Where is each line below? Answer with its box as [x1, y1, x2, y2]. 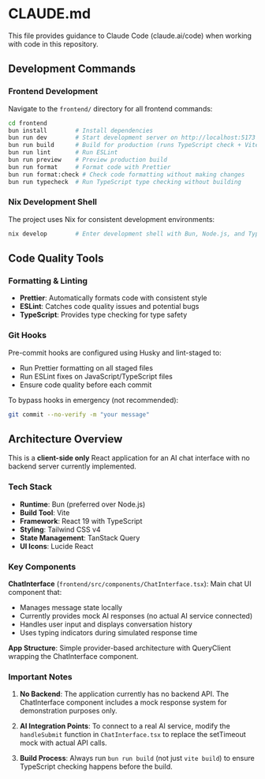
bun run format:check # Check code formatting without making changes [8, 171, 245, 179]
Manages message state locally [19, 602, 123, 612]
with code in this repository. [8, 39, 99, 48]
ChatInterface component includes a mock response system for [19, 698, 227, 707]
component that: [8, 587, 62, 596]
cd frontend [8, 119, 47, 127]
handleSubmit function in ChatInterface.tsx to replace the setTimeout [19, 730, 246, 739]
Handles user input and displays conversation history [19, 619, 193, 629]
